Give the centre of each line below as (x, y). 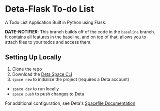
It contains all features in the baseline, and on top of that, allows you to (76, 37)
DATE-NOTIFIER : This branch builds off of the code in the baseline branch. (80, 32)
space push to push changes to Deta (48, 94)
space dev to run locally (35, 89)
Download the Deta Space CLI (42, 74)
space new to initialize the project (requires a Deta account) (71, 79)
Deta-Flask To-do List (50, 9)
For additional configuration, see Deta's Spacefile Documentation (70, 103)
